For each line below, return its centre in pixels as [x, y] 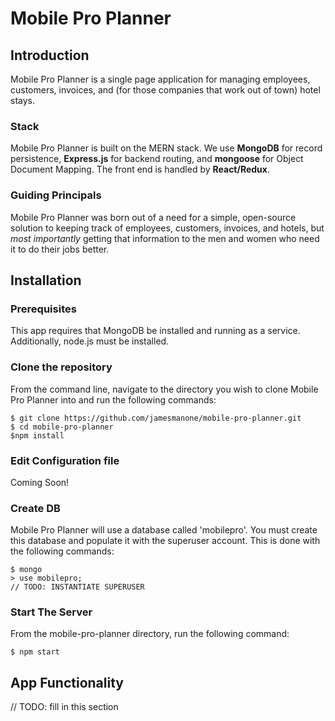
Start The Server [51, 612]
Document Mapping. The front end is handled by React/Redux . [140, 169]
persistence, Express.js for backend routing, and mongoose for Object [157, 159]
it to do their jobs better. [60, 249]
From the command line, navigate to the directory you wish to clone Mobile [164, 389]
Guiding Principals [56, 195]
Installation [46, 280]
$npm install [37, 435]
